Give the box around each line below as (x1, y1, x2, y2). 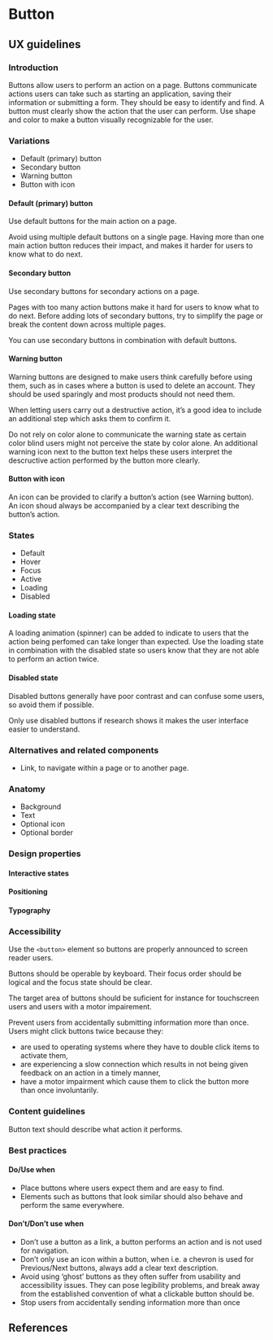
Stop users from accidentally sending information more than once (19, 1297, 240, 1307)
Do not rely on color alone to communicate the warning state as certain (8, 429, 246, 439)
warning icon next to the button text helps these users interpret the (8, 446, 233, 456)
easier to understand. (8, 724, 80, 734)
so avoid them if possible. (8, 700, 95, 710)
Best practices (8, 1144, 67, 1156)
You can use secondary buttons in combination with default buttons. (8, 335, 237, 345)
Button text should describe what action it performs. (8, 1124, 183, 1134)
